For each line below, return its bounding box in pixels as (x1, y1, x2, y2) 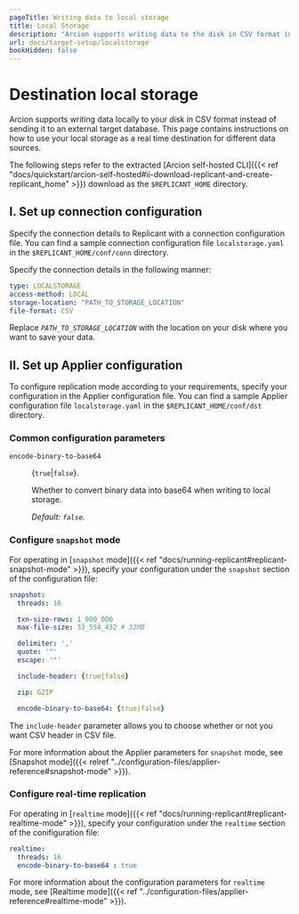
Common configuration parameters (9, 432, 166, 445)
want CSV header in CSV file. (9, 730, 117, 740)
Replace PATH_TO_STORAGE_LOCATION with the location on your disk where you (9, 322, 287, 333)
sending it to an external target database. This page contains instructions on (9, 124, 289, 135)
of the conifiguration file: (9, 827, 100, 837)
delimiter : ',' (17, 639, 74, 649)
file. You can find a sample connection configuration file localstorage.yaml (9, 237, 285, 248)
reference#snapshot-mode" (9, 765, 112, 776)
